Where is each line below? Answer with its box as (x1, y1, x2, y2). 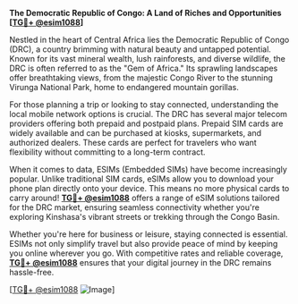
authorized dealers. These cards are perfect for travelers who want (9, 138, 257, 148)
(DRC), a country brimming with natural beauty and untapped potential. (9, 44, 271, 55)
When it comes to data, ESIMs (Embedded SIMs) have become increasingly (9, 165, 288, 174)
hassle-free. (9, 267, 55, 277)
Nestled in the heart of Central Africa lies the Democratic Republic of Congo (9, 35, 290, 45)
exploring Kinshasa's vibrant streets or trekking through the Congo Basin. (9, 212, 280, 222)
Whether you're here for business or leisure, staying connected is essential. (9, 229, 288, 240)
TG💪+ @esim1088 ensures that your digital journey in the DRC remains (9, 258, 272, 267)
